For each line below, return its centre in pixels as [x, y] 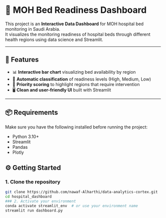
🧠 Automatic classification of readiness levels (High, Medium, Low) [82, 79]
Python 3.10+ [26, 136]
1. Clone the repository [33, 181]
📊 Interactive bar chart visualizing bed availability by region [74, 72]
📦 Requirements [32, 112]
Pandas [20, 147]
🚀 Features [22, 60]
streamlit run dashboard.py [34, 210]
